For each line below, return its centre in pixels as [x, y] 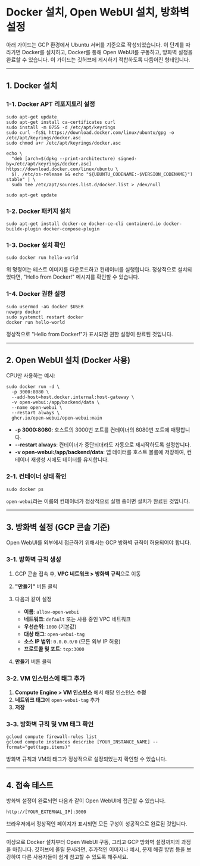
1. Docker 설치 [32, 86]
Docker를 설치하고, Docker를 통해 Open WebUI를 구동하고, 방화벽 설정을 [107, 52]
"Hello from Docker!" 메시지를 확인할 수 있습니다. [82, 277]
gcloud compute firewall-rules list [51, 737]
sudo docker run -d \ [33, 387]
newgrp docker [24, 312]
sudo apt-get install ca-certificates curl [61, 122]
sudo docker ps [25, 489]
